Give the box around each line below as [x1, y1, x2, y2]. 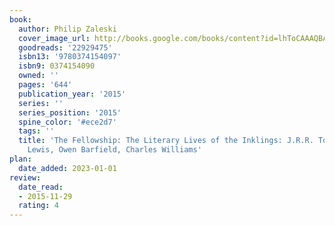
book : [9, 14, 32, 25]
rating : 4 [18, 201, 59, 211]
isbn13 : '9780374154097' [18, 52, 122, 62]
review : [9, 172, 42, 183]
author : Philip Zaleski [18, 24, 117, 34]
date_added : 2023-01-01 [18, 163, 117, 173]
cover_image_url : [18, 33, 91, 43]
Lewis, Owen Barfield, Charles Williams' [27, 145, 202, 155]
